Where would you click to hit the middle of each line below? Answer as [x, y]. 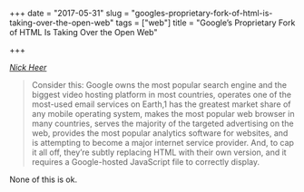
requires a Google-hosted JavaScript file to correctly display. [146, 162]
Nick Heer [28, 67]
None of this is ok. [44, 179]
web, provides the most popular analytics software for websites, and [160, 133]
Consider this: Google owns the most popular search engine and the [159, 85]
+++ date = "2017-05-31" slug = [69, 13]
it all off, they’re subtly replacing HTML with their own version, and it [159, 152]
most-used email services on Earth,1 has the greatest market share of [162, 104]
